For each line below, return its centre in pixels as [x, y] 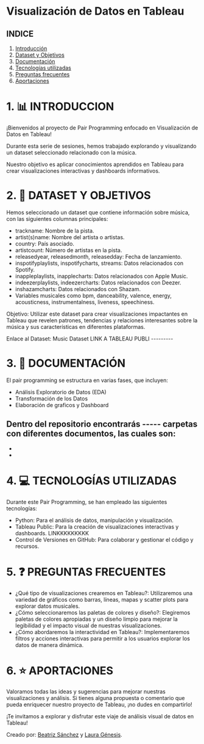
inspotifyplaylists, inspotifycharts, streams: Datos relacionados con [99, 263]
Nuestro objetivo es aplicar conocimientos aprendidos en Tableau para [95, 164]
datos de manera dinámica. [49, 645]
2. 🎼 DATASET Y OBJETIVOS [79, 196]
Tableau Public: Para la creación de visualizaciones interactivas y [97, 527]
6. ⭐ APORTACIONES [60, 670]
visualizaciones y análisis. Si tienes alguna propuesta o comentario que [96, 698]
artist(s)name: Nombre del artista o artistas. [70, 237]
